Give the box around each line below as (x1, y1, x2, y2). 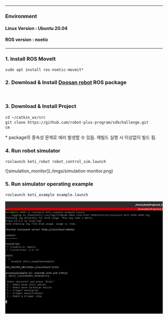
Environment (5, 13, 37, 20)
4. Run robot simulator (5, 147, 61, 154)
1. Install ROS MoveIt (5, 55, 56, 62)
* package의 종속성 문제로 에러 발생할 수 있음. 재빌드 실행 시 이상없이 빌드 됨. (5, 134, 156, 140)
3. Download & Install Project (5, 103, 76, 110)
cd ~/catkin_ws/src (5, 115, 46, 120)
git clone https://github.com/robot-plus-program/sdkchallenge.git (5, 120, 149, 125)
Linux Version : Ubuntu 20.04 (5, 25, 68, 31)
